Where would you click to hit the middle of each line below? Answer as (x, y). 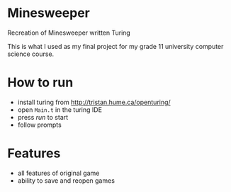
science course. (31, 54)
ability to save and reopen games (66, 180)
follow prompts (39, 125)
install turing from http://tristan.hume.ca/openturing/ (94, 102)
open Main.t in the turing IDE (60, 109)
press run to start (43, 117)
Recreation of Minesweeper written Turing (69, 33)
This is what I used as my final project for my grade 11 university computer (115, 46)
